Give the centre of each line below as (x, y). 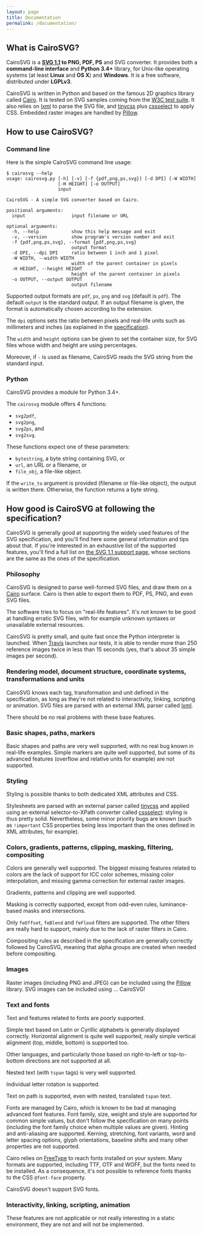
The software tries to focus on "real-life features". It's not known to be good (101, 612)
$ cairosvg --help (29, 173)
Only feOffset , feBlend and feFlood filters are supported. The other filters (98, 922)
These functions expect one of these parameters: (68, 447)
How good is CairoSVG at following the (81, 509)
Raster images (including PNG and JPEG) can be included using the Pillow (99, 982)
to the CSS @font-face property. (46, 1178)
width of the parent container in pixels (124, 263)
